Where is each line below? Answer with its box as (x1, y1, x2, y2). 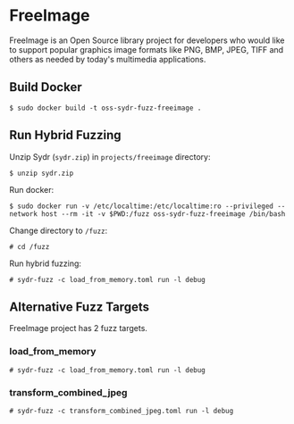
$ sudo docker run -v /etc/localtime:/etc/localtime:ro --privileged (9, 202, 274, 211)
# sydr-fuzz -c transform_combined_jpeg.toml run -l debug (9, 406, 234, 415)
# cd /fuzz (9, 242, 50, 251)
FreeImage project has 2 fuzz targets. (9, 323, 147, 334)
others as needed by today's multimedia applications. (9, 54, 206, 64)
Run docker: (9, 184, 55, 195)
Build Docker (9, 79, 82, 95)
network (9, 209, 38, 219)
